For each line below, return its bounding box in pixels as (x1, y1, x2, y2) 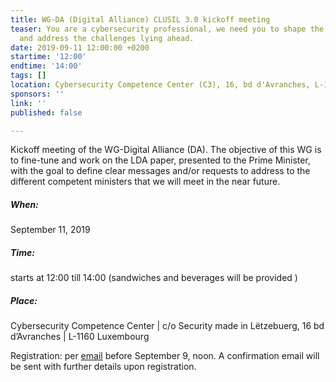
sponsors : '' (10, 89, 65, 99)
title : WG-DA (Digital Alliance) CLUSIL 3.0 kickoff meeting (10, 14, 271, 25)
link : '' (10, 98, 47, 108)
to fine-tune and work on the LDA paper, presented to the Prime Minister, (10, 154, 311, 166)
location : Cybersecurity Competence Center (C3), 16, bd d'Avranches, (10, 80, 311, 90)
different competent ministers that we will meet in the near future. (10, 176, 281, 188)
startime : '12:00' (10, 52, 87, 62)
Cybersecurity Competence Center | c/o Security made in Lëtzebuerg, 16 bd (10, 320, 325, 332)
